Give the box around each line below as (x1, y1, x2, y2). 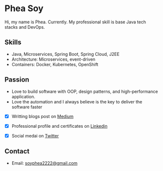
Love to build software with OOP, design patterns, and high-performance (11, 88, 158, 94)
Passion (4, 76, 30, 84)
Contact (4, 147, 30, 155)
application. (11, 93, 36, 100)
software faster (11, 104, 42, 110)
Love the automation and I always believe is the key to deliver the (11, 99, 143, 104)
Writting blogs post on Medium (11, 113, 74, 119)
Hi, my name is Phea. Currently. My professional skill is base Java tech (4, 19, 146, 25)
